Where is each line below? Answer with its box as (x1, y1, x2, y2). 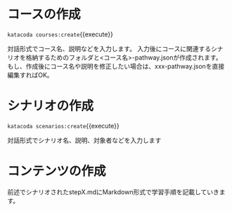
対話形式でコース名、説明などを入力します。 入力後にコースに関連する (7, 44, 212, 53)
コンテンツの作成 (7, 163, 107, 179)
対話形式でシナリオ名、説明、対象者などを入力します (7, 136, 162, 144)
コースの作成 (7, 6, 81, 22)
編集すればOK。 (7, 71, 54, 79)
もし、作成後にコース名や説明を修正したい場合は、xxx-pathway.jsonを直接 (7, 62, 225, 70)
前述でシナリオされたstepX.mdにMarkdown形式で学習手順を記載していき (7, 187, 219, 196)
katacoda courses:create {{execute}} (7, 29, 114, 39)
